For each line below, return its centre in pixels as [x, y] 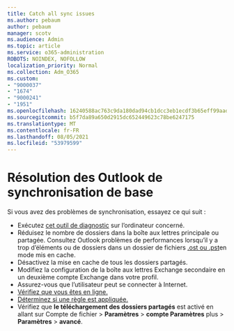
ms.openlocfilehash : [37, 111]
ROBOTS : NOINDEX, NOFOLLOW [46, 59]
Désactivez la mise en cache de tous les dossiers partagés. [102, 263]
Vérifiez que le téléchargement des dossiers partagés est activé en [115, 307]
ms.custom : [23, 78]
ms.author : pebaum [34, 20]
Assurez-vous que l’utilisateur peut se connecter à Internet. [102, 285]
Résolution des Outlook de [85, 178]
